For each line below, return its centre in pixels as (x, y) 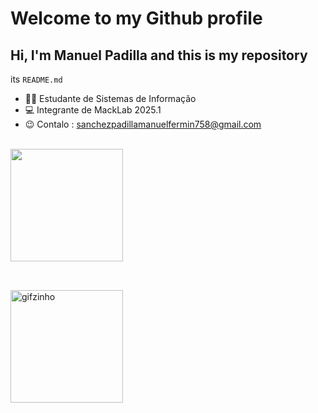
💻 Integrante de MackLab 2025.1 (93, 110)
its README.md (36, 79)
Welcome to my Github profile (136, 18)
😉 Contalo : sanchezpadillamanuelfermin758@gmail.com (143, 124)
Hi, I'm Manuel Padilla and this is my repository (159, 55)
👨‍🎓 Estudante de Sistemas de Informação (110, 98)
